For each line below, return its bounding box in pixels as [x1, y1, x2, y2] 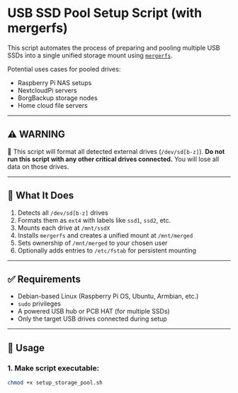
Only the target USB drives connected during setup [17, 314, 168, 323]
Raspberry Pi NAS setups [17, 78, 92, 87]
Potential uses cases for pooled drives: [7, 65, 121, 73]
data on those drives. [7, 162, 69, 171]
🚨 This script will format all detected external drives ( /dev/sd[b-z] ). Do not [7, 147, 225, 155]
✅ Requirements [7, 273, 81, 285]
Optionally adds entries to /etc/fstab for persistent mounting [17, 246, 197, 255]
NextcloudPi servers [17, 86, 77, 94]
